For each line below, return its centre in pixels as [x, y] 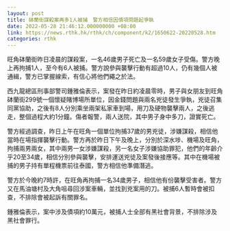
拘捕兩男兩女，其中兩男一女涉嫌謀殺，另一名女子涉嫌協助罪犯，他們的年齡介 [115, 149]
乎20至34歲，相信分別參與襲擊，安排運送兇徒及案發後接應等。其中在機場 [111, 157]
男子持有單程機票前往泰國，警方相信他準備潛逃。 [88, 166]
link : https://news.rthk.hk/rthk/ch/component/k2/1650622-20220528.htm [111, 33]
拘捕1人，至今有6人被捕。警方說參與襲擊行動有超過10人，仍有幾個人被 [118, 68]
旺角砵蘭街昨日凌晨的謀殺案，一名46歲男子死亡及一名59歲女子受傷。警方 [111, 60]
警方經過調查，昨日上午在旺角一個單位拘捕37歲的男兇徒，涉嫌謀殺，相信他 [113, 132]
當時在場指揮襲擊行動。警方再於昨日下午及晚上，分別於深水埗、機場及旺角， [115, 140]
